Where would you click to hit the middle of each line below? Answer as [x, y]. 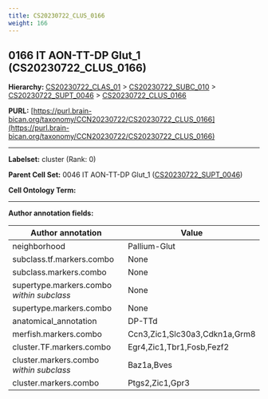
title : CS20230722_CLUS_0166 [57, 16]
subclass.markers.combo [59, 272]
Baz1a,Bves [150, 365]
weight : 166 [28, 23]
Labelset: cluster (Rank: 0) [52, 160]
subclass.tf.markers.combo [63, 259]
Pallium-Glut [151, 247]
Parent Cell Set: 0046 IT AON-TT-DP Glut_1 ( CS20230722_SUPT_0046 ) [126, 175]
